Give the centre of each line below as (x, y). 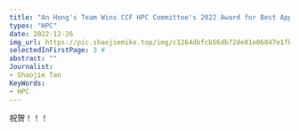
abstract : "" (33, 58)
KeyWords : (28, 83)
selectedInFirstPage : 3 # (57, 50)
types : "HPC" (33, 26)
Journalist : (31, 67)
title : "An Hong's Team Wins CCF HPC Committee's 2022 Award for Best (143, 17)
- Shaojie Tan (36, 75)
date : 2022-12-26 (41, 34)
